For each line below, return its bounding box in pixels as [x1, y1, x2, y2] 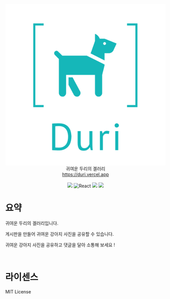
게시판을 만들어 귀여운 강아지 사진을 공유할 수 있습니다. [5, 231, 114, 237]
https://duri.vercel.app [62, 171, 109, 177]
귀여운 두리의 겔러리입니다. [5, 220, 59, 226]
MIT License [5, 288, 32, 294]
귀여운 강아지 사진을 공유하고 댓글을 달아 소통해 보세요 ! [5, 241, 116, 248]
